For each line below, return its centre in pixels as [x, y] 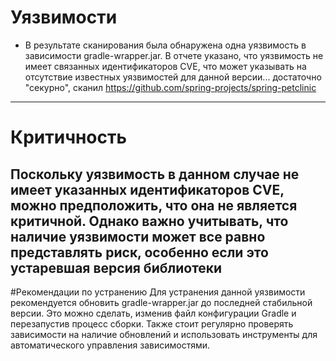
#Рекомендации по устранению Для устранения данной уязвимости [158, 292]
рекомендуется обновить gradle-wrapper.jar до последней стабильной [161, 302]
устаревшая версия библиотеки [116, 267]
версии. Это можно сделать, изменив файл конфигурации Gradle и [153, 313]
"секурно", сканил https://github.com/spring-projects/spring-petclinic [170, 87]
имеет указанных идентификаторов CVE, [147, 189]
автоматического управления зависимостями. [110, 345]
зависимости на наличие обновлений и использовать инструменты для [164, 334]
